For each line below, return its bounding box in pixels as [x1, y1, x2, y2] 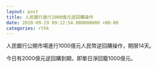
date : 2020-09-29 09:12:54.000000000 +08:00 [6, 20, 119, 25]
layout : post [6, 8, 39, 15]
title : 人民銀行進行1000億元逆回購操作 [6, 14, 94, 20]
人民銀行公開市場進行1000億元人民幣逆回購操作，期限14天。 [6, 42, 155, 49]
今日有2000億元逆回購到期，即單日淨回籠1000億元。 [6, 55, 136, 62]
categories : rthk [6, 25, 50, 31]
